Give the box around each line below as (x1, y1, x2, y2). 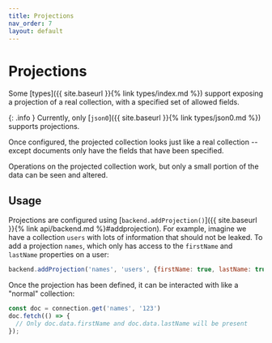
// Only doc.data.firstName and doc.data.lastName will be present (15, 319, 249, 328)
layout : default (8, 27, 63, 35)
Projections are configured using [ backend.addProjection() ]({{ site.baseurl (8, 216, 257, 225)
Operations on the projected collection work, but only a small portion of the (8, 161, 259, 171)
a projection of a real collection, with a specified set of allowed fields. (8, 97, 240, 107)
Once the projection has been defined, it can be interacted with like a (8, 281, 239, 289)
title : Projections (8, 11, 74, 20)
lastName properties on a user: (8, 250, 109, 259)
